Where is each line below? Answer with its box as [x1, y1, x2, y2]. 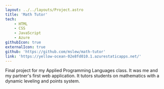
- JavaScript [14, 30, 41, 35]
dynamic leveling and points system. [5, 78, 80, 84]
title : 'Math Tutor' [5, 12, 48, 17]
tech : [5, 16, 16, 21]
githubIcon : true [5, 40, 41, 45]
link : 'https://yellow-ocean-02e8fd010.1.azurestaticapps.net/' [5, 53, 142, 59]
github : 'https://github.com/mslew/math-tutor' [5, 49, 106, 54]
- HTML [14, 21, 28, 26]
